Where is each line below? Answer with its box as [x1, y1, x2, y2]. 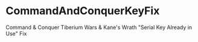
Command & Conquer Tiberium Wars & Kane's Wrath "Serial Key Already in [5, 24, 193, 31]
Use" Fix [5, 30, 27, 37]
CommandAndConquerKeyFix [5, 4, 160, 18]
